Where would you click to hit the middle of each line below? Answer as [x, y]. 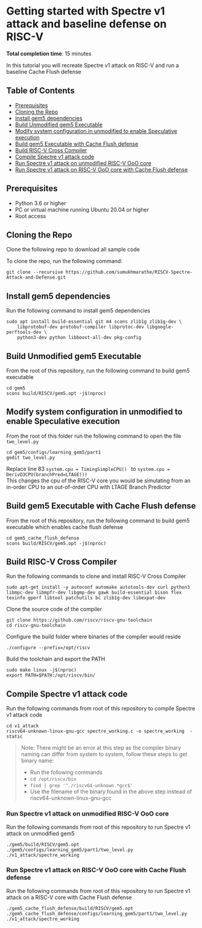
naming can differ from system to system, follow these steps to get [104, 754]
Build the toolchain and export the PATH [56, 659]
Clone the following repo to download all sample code [73, 250]
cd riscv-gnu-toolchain [36, 626]
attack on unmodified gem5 [40, 833]
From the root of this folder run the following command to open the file [94, 436]
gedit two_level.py [31, 458]
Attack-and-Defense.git [36, 277]
